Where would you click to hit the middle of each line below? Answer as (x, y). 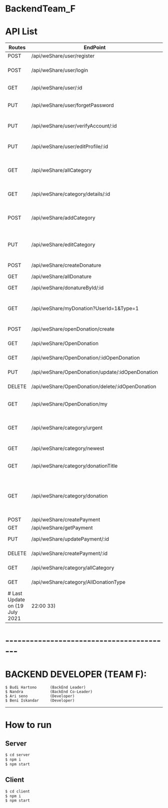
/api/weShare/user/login (60, 70)
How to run (28, 725)
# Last (15, 593)
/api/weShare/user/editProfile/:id (70, 146)
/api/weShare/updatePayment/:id (70, 539)
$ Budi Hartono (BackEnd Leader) (45, 687)
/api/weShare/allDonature (61, 276)
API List (21, 32)
